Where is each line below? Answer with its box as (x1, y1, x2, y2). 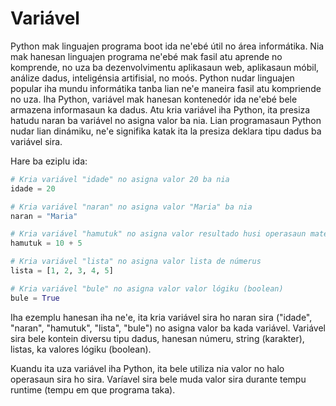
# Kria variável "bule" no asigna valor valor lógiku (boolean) (10, 283, 284, 294)
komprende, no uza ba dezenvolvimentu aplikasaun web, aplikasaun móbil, (10, 61, 320, 73)
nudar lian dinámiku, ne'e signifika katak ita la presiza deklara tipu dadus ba (10, 125, 322, 137)
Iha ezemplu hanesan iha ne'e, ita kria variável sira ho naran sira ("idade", (10, 311, 313, 323)
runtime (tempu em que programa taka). (10, 383, 176, 396)
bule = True (10, 293, 60, 303)
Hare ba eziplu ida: (10, 155, 88, 167)
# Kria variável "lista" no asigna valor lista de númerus (10, 257, 262, 267)
